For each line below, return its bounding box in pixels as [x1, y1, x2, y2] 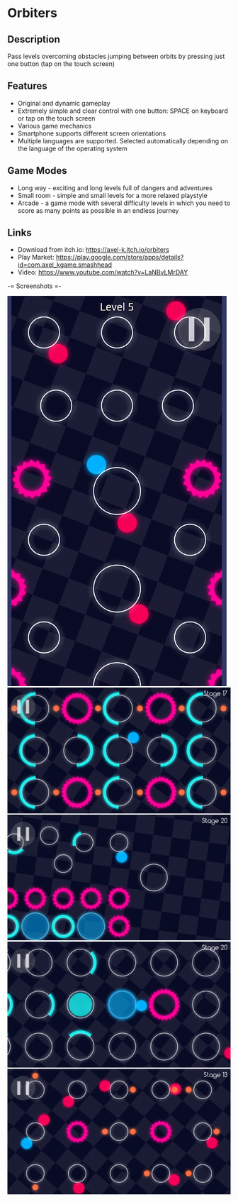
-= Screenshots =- [7, 282, 62, 290]
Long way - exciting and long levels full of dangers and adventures [17, 183, 212, 192]
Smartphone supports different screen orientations [17, 129, 166, 138]
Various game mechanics [17, 121, 92, 130]
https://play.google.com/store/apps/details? [55, 253, 184, 262]
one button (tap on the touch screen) [7, 60, 115, 68]
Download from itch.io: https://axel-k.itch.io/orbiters [17, 246, 170, 254]
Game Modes [7, 165, 67, 177]
